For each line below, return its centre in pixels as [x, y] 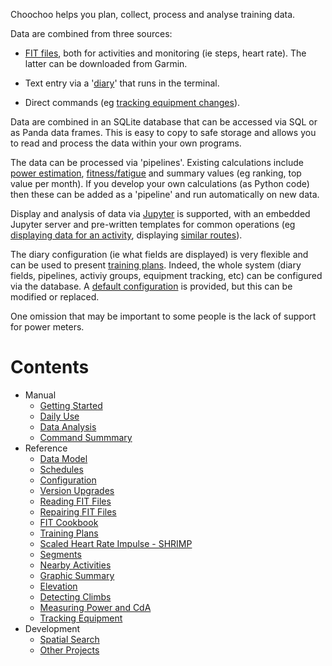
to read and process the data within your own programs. [126, 143]
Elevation [58, 586]
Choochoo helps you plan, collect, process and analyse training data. [153, 14]
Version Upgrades [77, 490]
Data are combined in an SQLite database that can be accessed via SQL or [164, 122]
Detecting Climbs [75, 596]
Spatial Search [69, 639]
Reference [46, 448]
